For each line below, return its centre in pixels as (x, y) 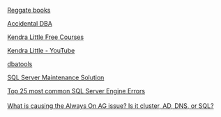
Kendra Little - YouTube (41, 50)
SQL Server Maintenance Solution (56, 77)
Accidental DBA (30, 23)
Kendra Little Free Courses (46, 37)
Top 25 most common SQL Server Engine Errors (76, 91)
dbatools (20, 64)
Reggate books (29, 10)
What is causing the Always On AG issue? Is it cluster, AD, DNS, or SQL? (110, 106)
